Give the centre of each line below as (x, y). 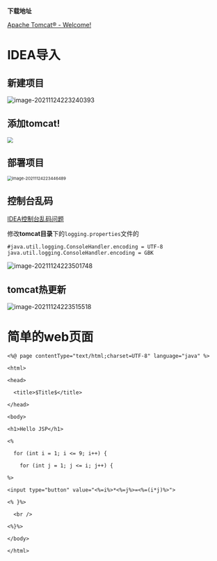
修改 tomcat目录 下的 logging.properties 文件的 (73, 234)
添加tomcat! (34, 124)
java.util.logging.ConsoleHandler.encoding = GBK (81, 253)
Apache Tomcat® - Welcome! (49, 25)
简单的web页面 (50, 337)
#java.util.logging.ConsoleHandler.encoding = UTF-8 (85, 247)
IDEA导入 (34, 55)
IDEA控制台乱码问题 (35, 219)
